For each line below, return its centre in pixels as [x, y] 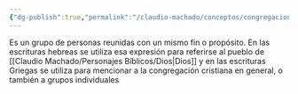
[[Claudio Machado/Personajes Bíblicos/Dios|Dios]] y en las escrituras [137, 61]
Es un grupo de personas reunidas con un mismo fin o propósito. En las [140, 42]
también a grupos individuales [64, 79]
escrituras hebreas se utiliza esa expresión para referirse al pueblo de [137, 51]
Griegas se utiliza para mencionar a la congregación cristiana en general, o [146, 70]
